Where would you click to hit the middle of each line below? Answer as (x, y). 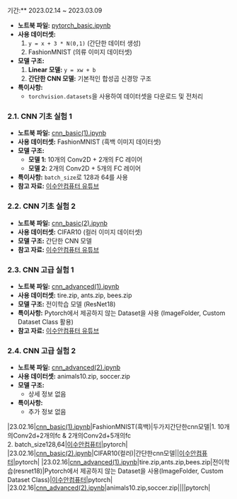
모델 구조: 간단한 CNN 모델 (54, 241)
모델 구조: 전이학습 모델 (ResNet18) (67, 304)
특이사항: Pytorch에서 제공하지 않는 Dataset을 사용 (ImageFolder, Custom (121, 313)
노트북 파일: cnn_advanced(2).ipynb (69, 367)
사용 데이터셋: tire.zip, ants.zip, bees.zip (75, 295)
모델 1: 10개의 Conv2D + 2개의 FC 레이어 (85, 160)
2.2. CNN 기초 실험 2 (42, 206)
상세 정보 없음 (47, 394)
